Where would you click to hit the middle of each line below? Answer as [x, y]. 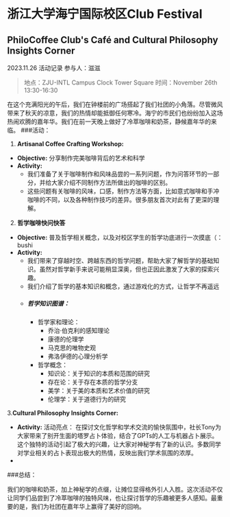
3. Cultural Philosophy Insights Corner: [63, 413]
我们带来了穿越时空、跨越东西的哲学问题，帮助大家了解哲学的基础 [120, 261]
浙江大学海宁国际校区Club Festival [105, 14]
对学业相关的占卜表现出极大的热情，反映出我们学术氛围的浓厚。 [107, 452]
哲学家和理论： [59, 322]
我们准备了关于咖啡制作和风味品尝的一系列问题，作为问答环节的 [117, 174]
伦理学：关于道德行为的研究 [87, 399]
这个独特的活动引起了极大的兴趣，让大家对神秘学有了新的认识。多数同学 [119, 444]
